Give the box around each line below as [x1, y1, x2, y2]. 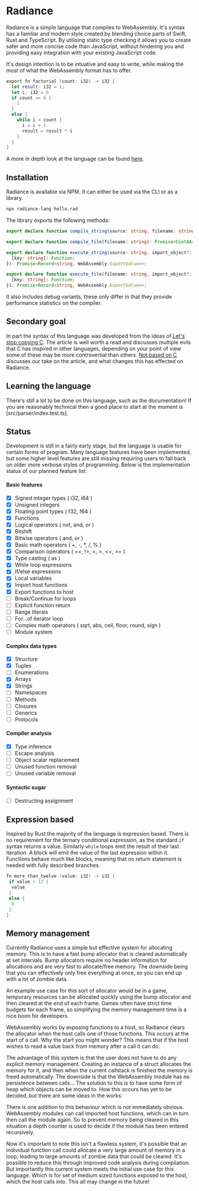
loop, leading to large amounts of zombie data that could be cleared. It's [6, 1153, 182, 1160]
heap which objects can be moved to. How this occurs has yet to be [6, 1086, 172, 1093]
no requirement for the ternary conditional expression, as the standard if [6, 837, 185, 844]
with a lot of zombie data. [6, 976, 68, 983]
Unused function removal [14, 763, 77, 770]
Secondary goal [6, 316, 66, 327]
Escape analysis [14, 749, 54, 757]
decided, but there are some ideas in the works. [6, 1092, 123, 1099]
